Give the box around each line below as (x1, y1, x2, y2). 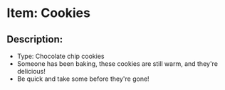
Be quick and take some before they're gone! (16, 74, 150, 83)
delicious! (16, 67, 46, 75)
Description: (6, 33, 63, 45)
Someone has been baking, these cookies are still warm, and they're (16, 60, 219, 68)
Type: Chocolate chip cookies (16, 52, 105, 60)
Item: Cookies (6, 5, 90, 21)
